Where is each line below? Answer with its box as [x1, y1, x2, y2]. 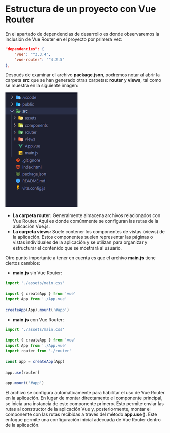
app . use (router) [5, 369, 40, 375]
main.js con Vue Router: [12, 316, 64, 323]
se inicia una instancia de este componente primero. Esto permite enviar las [5, 400, 164, 407]
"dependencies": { [5, 46, 44, 51]
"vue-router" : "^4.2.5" [14, 57, 65, 63]
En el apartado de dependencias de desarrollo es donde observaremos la [5, 30, 159, 37]
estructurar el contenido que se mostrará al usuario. [12, 245, 122, 251]
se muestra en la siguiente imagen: [5, 82, 79, 89]
